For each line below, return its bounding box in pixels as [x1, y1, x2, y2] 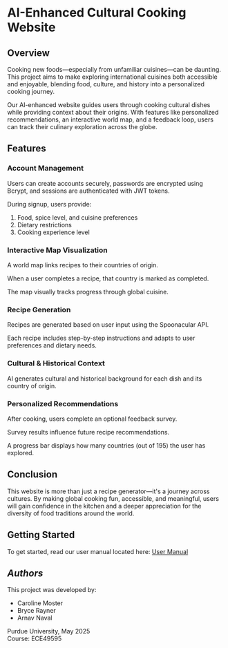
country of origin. [7, 381, 57, 390]
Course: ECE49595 [7, 634, 62, 643]
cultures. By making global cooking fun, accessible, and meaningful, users [7, 494, 220, 502]
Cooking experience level [17, 228, 90, 236]
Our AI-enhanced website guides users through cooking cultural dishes [7, 101, 211, 108]
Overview [7, 47, 50, 59]
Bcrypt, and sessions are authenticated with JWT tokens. [7, 187, 170, 195]
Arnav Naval [17, 613, 53, 622]
